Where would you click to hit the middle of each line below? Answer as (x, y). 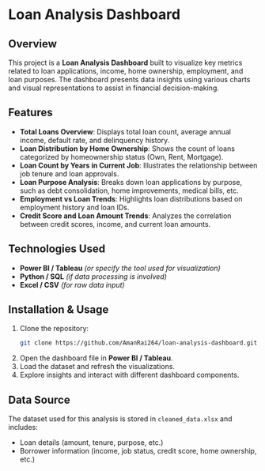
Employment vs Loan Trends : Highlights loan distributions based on (131, 198)
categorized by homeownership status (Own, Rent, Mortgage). (121, 156)
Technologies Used (57, 249)
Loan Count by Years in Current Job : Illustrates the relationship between (138, 165)
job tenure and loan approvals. (69, 173)
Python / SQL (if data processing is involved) (93, 276)
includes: (23, 428)
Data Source (39, 399)
